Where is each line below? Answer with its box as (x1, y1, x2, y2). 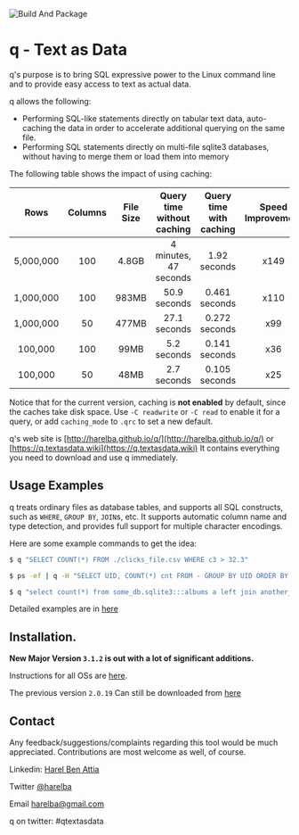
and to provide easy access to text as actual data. (9, 79, 191, 89)
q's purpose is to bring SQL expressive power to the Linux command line (9, 69, 276, 79)
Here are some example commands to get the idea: (9, 538, 198, 549)
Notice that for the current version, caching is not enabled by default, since (9, 397, 287, 408)
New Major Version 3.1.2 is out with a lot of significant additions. (9, 653, 255, 664)
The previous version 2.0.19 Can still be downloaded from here (9, 688, 242, 699)
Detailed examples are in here (9, 603, 118, 615)
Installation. (9, 629, 77, 644)
